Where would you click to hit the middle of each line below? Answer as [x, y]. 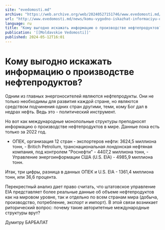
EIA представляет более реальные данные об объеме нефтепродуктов [80, 192]
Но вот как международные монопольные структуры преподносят [76, 121]
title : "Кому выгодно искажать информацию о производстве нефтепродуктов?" [84, 28]
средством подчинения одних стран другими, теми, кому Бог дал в [76, 106]
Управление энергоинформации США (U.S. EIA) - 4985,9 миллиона [82, 157]
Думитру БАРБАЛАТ [27, 222]
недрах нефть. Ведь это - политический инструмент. [61, 112]
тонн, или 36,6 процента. [31, 177]
